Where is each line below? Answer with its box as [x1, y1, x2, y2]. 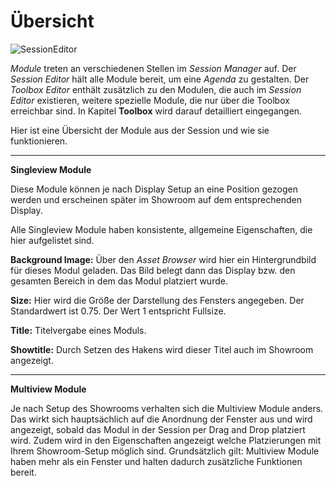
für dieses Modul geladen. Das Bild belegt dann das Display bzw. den [10, 264, 296, 276]
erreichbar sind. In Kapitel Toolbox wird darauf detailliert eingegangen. [10, 105, 303, 117]
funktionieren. [10, 135, 68, 147]
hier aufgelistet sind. [10, 234, 95, 246]
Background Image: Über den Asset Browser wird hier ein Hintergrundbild [10, 253, 317, 265]
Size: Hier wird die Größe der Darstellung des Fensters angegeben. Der [10, 294, 305, 306]
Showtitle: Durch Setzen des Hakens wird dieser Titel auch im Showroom [10, 343, 314, 355]
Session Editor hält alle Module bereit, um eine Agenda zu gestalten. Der [10, 73, 310, 85]
